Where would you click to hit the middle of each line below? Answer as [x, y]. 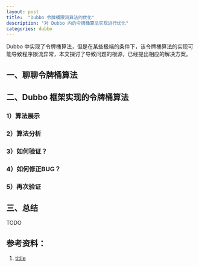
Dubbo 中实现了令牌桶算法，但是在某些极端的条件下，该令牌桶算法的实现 [97, 46]
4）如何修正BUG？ [34, 169]
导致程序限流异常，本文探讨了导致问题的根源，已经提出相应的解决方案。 [101, 54]
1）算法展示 [23, 116]
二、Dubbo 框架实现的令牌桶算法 [68, 97]
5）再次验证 [24, 186]
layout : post [23, 12]
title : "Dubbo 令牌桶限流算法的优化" [50, 17]
